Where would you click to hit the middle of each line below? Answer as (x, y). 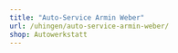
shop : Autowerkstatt (49, 34)
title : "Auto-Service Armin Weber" (77, 18)
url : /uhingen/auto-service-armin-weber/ (89, 26)
